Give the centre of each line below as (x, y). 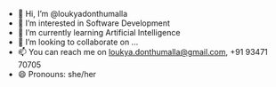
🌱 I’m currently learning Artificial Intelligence (99, 32)
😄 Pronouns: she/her (57, 74)
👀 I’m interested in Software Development (94, 23)
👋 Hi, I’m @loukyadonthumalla (73, 14)
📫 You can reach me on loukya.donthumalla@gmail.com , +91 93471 (143, 52)
